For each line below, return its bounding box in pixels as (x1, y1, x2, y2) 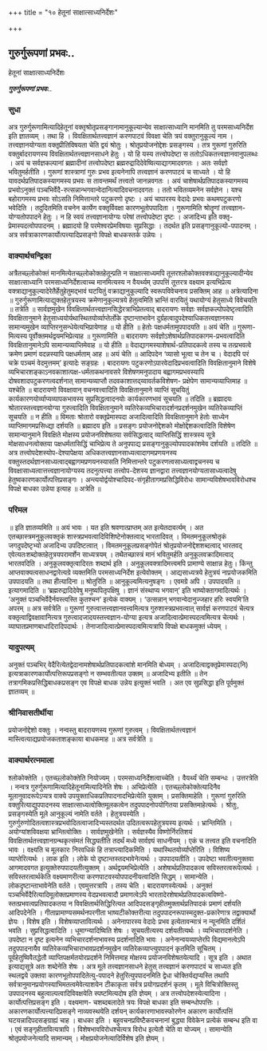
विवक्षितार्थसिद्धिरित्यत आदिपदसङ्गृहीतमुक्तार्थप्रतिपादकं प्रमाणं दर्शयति (74, 899, 241, 908)
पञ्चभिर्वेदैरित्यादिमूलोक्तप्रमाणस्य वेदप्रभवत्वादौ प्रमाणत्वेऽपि (8, 890, 147, 899)
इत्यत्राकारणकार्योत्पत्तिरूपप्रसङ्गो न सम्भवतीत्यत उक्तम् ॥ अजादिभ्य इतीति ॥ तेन (8, 669, 208, 678)
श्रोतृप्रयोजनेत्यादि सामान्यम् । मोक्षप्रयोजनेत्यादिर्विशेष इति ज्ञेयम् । (8, 1033, 165, 1043)
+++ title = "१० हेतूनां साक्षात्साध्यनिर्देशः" (8, 8, 118, 17)
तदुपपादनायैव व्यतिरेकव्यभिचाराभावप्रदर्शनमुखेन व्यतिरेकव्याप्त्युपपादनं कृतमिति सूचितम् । (8, 943, 222, 953)
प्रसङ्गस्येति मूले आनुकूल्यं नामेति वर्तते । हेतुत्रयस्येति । (8, 808, 146, 818)
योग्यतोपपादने (8, 212, 41, 222)
